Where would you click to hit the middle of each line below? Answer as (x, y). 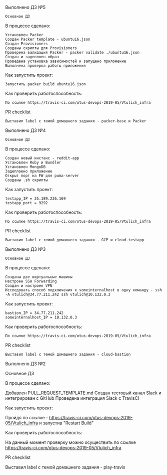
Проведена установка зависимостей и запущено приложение (66, 61)
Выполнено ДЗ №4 (25, 130)
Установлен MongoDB (25, 167)
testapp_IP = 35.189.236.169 (35, 199)
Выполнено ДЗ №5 (25, 7)
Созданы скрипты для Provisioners (41, 48)
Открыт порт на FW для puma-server (42, 176)
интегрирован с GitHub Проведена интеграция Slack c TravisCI (72, 398)
